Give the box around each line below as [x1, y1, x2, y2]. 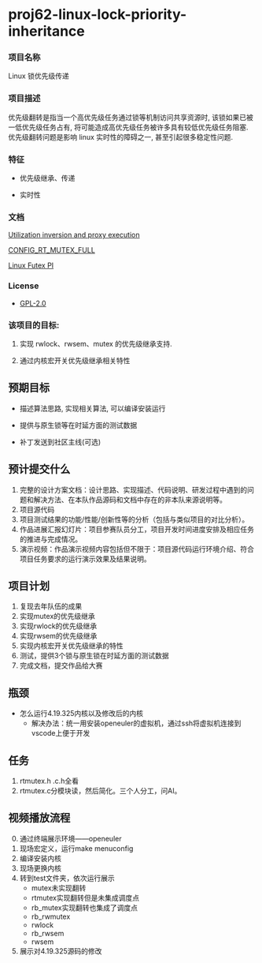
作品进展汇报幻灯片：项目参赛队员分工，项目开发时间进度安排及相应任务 [19, 524, 254, 534]
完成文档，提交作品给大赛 [19, 661, 103, 670]
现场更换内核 [19, 863, 61, 873]
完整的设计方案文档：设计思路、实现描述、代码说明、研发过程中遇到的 [19, 485, 248, 494]
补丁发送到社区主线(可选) [19, 437, 101, 447]
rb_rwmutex [31, 912, 71, 921]
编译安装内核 [19, 853, 61, 863]
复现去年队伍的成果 [19, 601, 83, 611]
